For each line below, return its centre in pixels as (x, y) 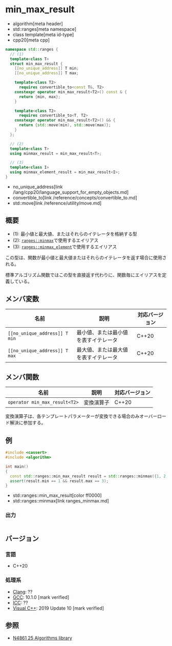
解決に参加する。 (28, 423)
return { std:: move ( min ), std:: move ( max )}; (65, 125)
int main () (17, 467)
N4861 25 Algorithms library (42, 638)
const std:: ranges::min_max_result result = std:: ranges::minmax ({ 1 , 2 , (89, 476)
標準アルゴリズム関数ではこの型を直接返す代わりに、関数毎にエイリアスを (84, 275)
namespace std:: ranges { (32, 49)
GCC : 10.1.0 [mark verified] (41, 597)
